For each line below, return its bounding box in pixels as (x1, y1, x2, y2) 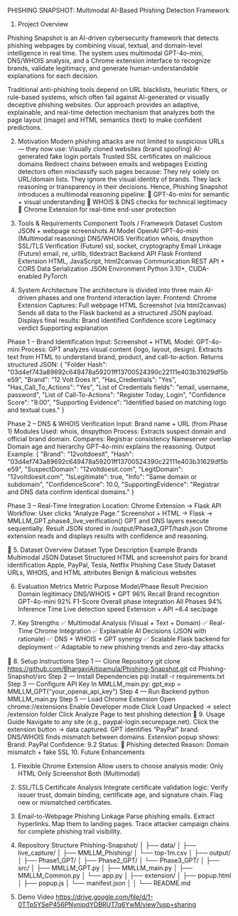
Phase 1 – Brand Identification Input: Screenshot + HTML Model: (7, 338, 195, 346)
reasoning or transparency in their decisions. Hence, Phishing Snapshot (17, 182, 228, 191)
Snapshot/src (7, 672, 47, 680)
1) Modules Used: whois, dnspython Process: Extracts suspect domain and (7, 427, 226, 436)
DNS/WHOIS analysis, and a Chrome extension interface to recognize (7, 56, 211, 65)
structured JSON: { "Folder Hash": (7, 360, 108, 369)
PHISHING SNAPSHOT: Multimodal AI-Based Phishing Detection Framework (7, 6, 229, 14)
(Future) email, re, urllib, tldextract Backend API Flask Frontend (17, 249, 202, 257)
